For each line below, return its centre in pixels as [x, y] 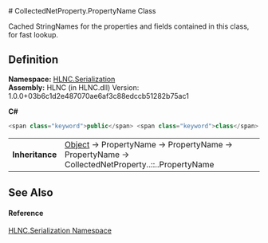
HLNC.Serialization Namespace [60, 231]
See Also [31, 193]
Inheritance [35, 155]
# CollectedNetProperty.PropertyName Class [82, 11]
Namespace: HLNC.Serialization [62, 79]
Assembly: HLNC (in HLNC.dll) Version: [74, 87]
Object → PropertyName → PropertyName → [149, 144]
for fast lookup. [33, 35]
